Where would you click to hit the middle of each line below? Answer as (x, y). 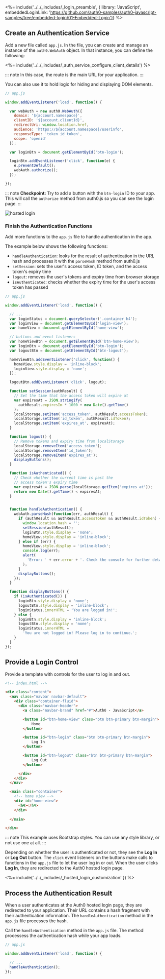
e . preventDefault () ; (35, 166)
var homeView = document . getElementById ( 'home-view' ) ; (67, 328)
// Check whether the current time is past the (63, 478)
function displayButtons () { (39, 592)
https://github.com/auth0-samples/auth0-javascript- (103, 12)
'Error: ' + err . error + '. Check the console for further (89, 560)
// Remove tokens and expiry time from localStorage (69, 441)
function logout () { (30, 437)
